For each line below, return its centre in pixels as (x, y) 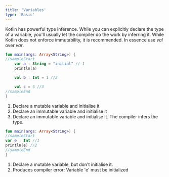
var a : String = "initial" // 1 (50, 64)
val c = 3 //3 (29, 86)
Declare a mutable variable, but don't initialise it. (63, 164)
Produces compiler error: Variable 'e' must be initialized (70, 169)
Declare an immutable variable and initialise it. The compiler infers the (85, 116)
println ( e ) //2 (21, 145)
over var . (15, 45)
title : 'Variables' (26, 10)
